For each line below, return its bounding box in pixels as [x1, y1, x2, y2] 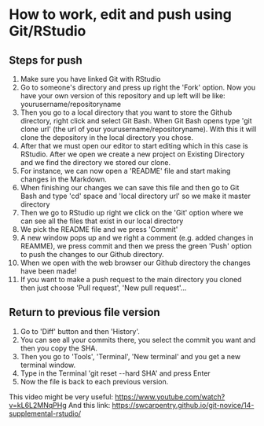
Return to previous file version [9, 306, 160, 319]
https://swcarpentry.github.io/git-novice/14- [112, 400, 255, 409]
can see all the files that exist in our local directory [20, 216, 184, 226]
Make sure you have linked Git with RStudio [20, 75, 161, 83]
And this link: [68, 400, 111, 409]
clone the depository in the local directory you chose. [20, 133, 193, 142]
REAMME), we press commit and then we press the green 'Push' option [20, 241, 252, 251]
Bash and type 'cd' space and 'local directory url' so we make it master [20, 191, 251, 200]
